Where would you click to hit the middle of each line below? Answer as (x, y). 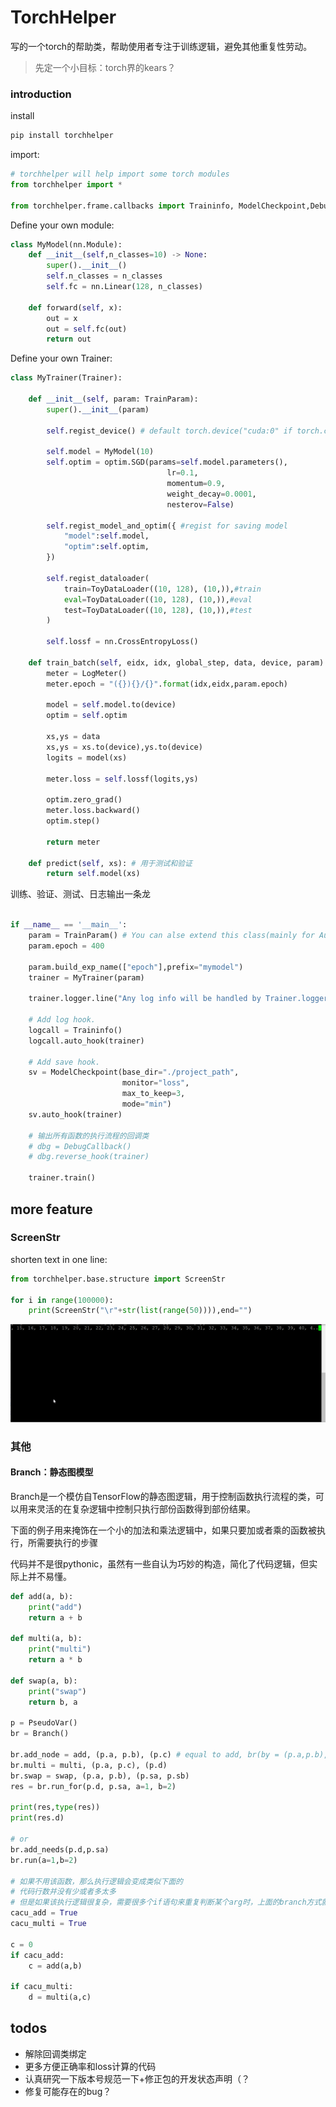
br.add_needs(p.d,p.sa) (60, 1849)
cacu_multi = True (48, 1924)
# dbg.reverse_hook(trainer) (89, 1157)
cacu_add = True (44, 1913)
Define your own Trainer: (61, 358)
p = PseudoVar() (44, 1723)
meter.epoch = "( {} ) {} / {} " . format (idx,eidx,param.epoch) (167, 684)
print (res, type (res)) (55, 1807)
